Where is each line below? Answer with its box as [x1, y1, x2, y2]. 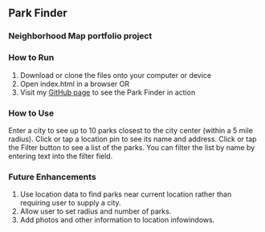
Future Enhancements [8, 171, 96, 182]
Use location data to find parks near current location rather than [19, 189, 232, 199]
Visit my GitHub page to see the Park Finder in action [19, 88, 196, 97]
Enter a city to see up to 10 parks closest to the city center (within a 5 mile [8, 125, 253, 135]
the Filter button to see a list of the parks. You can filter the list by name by [8, 142, 255, 152]
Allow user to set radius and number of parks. [19, 206, 172, 216]
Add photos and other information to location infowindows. [19, 215, 215, 225]
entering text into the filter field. [8, 151, 113, 161]
